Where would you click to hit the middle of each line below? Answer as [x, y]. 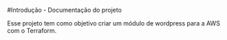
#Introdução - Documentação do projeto [65, 10]
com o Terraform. [32, 31]
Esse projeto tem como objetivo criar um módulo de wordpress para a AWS [113, 23]
